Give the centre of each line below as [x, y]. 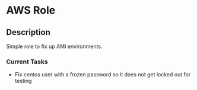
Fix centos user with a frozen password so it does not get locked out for [103, 75]
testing [23, 81]
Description [28, 32]
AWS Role [31, 10]
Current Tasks [27, 62]
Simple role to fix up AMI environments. [54, 46]
